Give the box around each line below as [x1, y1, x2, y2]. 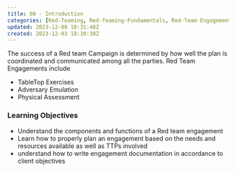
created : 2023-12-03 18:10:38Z [7, 30, 99, 37]
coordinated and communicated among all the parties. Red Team [7, 57, 195, 66]
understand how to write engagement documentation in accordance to [17, 149, 224, 157]
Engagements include [7, 64, 71, 73]
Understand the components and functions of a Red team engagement [17, 126, 224, 135]
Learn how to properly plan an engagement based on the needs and [17, 134, 216, 142]
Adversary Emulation [17, 85, 79, 94]
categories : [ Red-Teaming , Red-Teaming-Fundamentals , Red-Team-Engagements [7, 17, 235, 24]
